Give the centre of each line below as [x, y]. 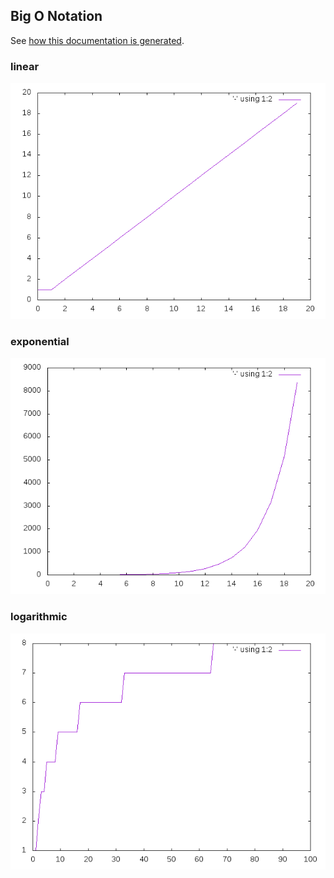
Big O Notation [56, 16]
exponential [40, 342]
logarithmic [39, 617]
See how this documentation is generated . [97, 40]
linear [25, 66]
